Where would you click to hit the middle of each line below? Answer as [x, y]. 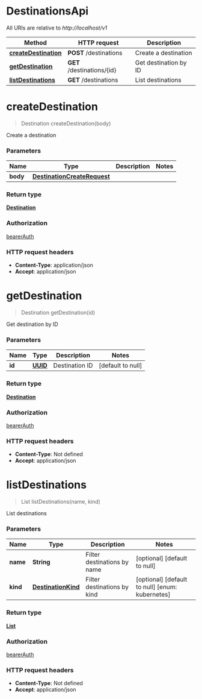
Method [35, 42]
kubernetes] [153, 595]
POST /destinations [95, 52]
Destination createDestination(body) [66, 123]
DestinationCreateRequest [71, 177]
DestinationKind [56, 587]
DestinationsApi [47, 11]
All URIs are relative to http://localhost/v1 [57, 28]
